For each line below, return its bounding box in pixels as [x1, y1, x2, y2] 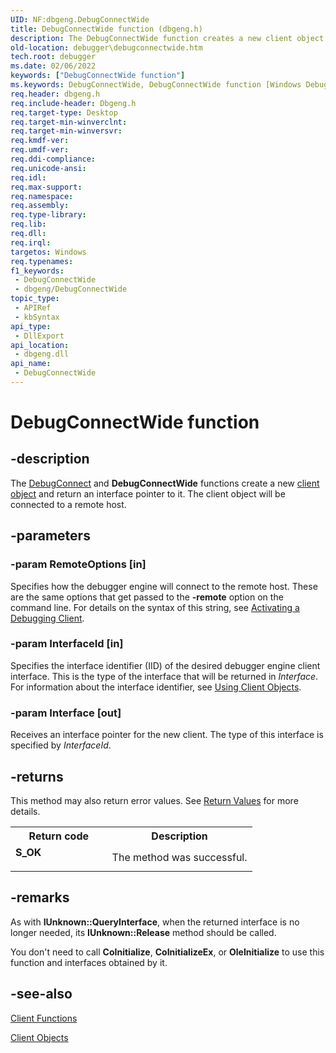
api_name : [10, 359, 52, 369]
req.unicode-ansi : [10, 163, 87, 173]
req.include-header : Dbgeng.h [10, 98, 137, 108]
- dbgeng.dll [14, 349, 70, 360]
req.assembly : [10, 201, 70, 211]
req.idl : [10, 172, 47, 183]
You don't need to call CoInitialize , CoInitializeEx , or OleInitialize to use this [10, 946, 325, 958]
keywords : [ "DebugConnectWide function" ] [10, 71, 186, 81]
